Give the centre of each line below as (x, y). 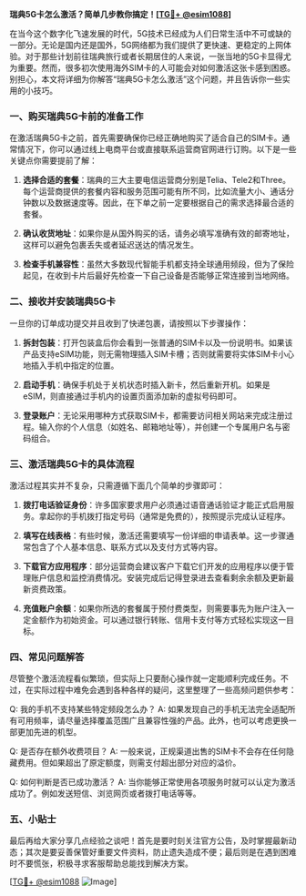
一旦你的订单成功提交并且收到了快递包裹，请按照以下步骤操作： (129, 323)
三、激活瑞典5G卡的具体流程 (72, 463)
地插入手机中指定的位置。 (71, 365)
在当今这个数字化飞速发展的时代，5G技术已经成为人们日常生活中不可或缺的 (150, 34)
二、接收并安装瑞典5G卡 (63, 301)
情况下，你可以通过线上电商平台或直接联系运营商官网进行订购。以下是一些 (157, 149)
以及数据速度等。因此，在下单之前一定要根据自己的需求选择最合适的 (166, 203)
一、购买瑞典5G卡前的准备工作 (76, 116)
